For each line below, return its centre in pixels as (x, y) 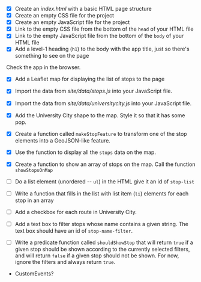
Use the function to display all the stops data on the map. (85, 152)
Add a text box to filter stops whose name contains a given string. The (102, 224)
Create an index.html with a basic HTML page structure (83, 9)
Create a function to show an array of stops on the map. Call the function (105, 164)
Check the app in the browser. (43, 67)
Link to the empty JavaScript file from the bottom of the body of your (99, 36)
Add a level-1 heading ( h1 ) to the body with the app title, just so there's (102, 49)
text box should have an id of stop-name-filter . (74, 231)
